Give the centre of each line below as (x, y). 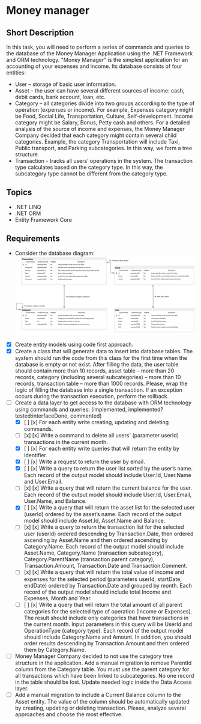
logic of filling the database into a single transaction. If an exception (99, 390)
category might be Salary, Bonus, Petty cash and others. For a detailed (102, 123)
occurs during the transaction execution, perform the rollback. (92, 396)
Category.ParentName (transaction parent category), (89, 559)
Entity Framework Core (43, 219)
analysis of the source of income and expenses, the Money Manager (100, 129)
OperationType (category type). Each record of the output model (104, 630)
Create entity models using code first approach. (74, 344)
